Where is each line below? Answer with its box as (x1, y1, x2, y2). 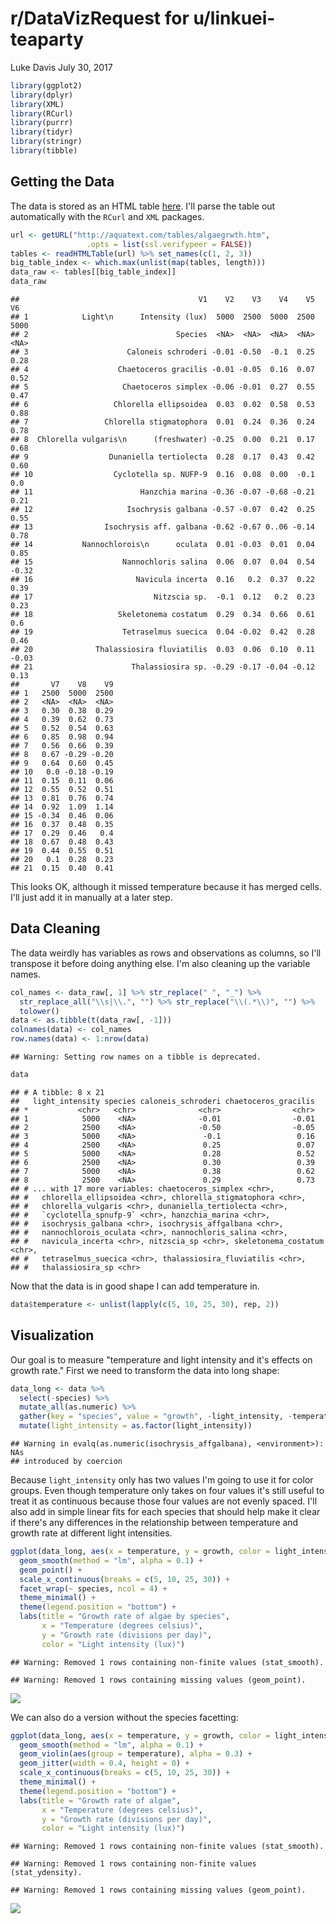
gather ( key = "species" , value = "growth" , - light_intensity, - (19, 1412, 293, 1422)
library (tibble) (10, 146, 78, 156)
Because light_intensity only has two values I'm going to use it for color (10, 1474, 314, 1486)
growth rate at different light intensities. (10, 1527, 173, 1539)
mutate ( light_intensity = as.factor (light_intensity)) (19, 1421, 253, 1431)
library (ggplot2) (10, 80, 83, 91)
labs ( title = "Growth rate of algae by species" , (19, 1612, 230, 1622)
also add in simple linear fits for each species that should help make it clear (10, 1506, 321, 1517)
